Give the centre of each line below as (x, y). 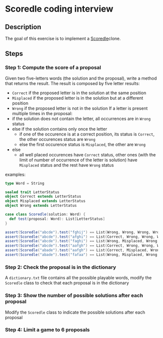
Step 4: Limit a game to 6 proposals (47, 330)
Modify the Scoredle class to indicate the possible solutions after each (75, 312)
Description (23, 27)
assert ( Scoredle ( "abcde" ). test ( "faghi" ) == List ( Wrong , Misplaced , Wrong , (82, 241)
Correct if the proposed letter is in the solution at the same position (79, 93)
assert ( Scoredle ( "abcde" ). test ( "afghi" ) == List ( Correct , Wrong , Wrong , (80, 237)
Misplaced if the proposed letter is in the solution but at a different (78, 98)
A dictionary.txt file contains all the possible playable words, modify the (78, 278)
